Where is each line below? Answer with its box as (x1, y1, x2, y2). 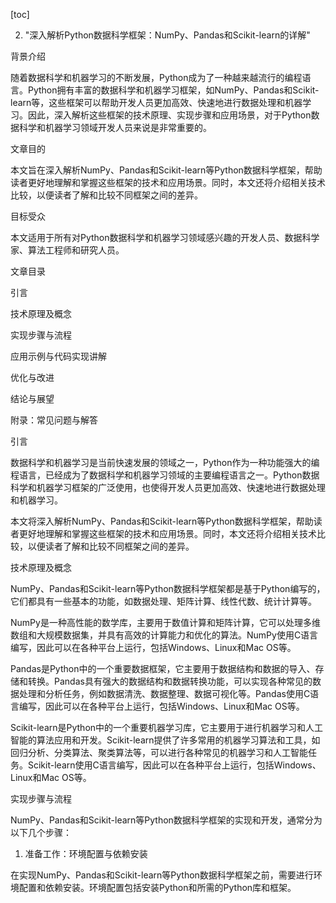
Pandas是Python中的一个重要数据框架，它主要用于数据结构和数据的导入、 (10, 663, 316, 674)
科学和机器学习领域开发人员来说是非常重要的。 (18, 122, 212, 133)
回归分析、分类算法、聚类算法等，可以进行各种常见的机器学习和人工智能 (10, 747, 308, 758)
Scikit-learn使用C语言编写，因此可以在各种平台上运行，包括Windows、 (27, 759, 322, 771)
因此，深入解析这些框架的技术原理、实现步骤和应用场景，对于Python (27, 109, 312, 121)
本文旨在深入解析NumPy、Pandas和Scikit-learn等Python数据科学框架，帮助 (10, 164, 323, 176)
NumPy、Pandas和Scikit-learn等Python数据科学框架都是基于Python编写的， (10, 583, 326, 594)
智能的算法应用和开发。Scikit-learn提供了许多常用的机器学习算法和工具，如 (10, 734, 321, 746)
